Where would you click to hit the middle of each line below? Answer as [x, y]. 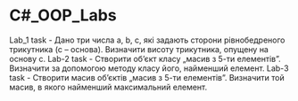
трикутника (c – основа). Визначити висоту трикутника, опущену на [139, 49]
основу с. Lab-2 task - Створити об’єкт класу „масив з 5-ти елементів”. [145, 58]
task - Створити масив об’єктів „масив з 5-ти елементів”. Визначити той [147, 77]
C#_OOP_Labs [63, 16]
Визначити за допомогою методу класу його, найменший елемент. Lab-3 [149, 68]
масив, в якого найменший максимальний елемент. [108, 87]
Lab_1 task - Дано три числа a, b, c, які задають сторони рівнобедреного [147, 40]
